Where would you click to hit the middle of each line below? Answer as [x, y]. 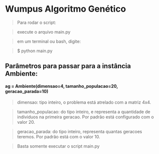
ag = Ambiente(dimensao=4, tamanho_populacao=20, [62, 86]
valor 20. [26, 122]
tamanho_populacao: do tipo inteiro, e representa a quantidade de [84, 112]
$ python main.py [35, 51]
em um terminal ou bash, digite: [49, 41]
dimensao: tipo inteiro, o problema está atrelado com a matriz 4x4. [84, 102]
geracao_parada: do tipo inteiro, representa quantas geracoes [79, 131]
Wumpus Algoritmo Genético [66, 9]
